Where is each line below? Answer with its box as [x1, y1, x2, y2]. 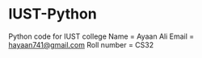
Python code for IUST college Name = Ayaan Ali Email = [8, 31, 195, 41]
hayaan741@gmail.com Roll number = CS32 [8, 39, 154, 49]
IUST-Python [8, 5, 97, 23]
